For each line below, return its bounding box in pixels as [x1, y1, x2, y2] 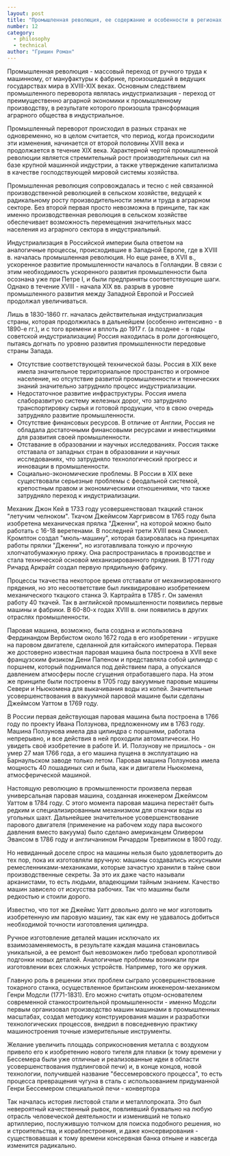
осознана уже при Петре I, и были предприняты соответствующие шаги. [7, 275, 221, 283]
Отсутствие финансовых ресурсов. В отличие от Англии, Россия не [16, 418, 215, 427]
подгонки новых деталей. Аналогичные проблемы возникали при [7, 955, 200, 964]
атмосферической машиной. [7, 771, 91, 779]
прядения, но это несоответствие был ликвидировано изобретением [7, 583, 210, 591]
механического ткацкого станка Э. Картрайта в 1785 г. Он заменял [7, 591, 203, 599]
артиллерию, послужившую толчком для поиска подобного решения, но [7, 1119, 221, 1127]
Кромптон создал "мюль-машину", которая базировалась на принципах [7, 534, 220, 542]
